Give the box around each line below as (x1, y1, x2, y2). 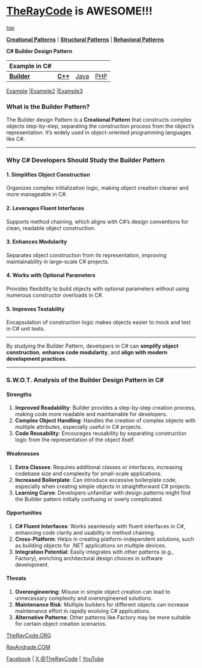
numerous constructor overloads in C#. (6, 291, 104, 299)
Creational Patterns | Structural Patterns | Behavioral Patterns (6, 36, 164, 43)
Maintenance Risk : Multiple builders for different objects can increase (14, 601, 189, 608)
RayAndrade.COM (6, 643, 50, 651)
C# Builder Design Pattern (6, 47, 73, 55)
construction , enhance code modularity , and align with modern (6, 349, 168, 356)
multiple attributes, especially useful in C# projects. (14, 423, 142, 431)
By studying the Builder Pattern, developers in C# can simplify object (6, 342, 179, 350)
